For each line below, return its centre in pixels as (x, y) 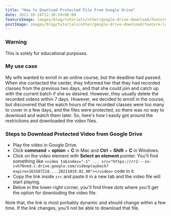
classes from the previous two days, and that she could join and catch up (82, 88)
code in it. (125, 171)
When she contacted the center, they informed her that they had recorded (83, 83)
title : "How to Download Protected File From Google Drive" (70, 10)
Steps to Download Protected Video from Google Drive (74, 134)
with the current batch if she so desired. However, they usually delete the (82, 93)
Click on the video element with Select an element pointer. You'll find (85, 156)
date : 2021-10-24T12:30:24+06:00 (41, 15)
